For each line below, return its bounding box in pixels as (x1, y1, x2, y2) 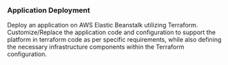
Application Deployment (7, 5, 91, 15)
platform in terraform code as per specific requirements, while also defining (7, 36, 222, 44)
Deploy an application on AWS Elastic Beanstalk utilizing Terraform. (7, 21, 198, 29)
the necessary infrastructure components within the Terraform (7, 43, 185, 51)
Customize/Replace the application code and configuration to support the (7, 28, 216, 36)
